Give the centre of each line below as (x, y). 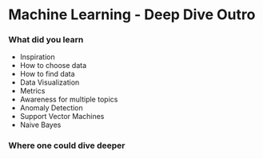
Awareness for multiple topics (69, 99)
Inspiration (37, 57)
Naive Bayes (40, 125)
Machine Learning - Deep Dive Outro (132, 15)
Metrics (32, 91)
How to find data (47, 74)
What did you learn (46, 40)
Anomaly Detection (52, 108)
